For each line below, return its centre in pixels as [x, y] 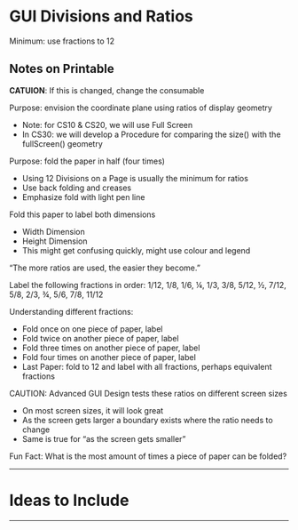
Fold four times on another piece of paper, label [109, 357]
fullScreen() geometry [63, 143]
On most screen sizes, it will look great [93, 410]
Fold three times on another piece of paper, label [111, 348]
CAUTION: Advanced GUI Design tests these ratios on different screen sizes [149, 393]
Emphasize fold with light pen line [83, 197]
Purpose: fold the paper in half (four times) [87, 161]
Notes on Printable [62, 69]
